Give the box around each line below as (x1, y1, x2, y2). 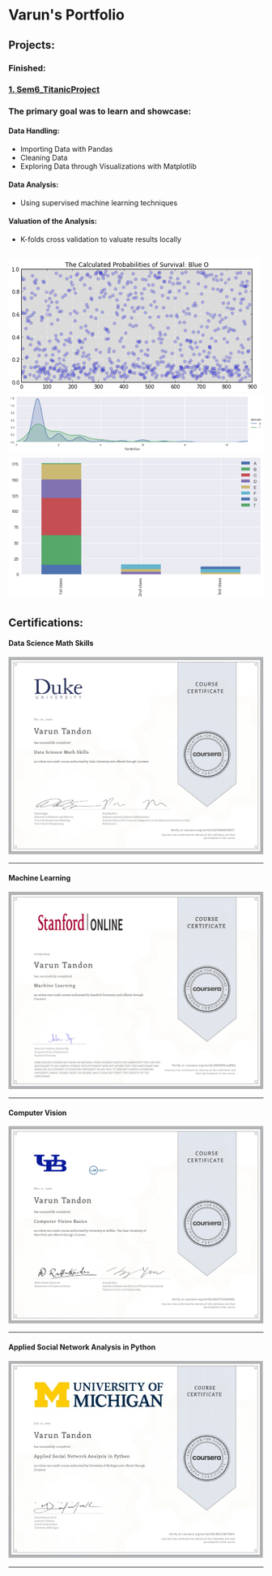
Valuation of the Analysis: (8, 217, 97, 226)
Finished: (8, 62, 46, 74)
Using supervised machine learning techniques (19, 197, 178, 208)
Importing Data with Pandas (19, 144, 113, 153)
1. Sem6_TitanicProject (8, 84, 100, 95)
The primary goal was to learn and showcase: (8, 105, 192, 117)
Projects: (8, 38, 55, 52)
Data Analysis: (8, 180, 59, 190)
